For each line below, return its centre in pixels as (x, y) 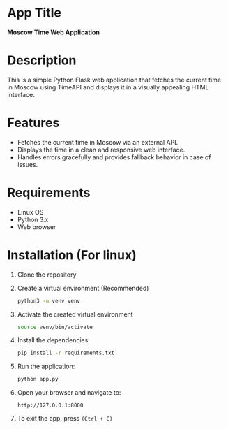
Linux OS (30, 212)
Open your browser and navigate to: (69, 393)
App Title (34, 13)
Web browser (37, 227)
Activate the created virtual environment (75, 314)
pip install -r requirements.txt (66, 353)
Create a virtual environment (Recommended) (83, 288)
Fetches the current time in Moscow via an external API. (98, 142)
